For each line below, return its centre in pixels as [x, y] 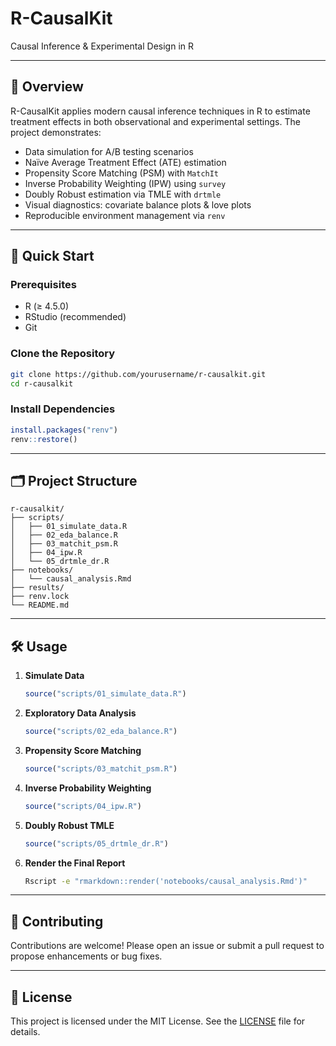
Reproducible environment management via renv [125, 215]
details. [25, 1032]
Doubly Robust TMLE [69, 825]
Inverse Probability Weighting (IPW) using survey [125, 183]
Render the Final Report [75, 863]
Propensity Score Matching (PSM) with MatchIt [122, 173]
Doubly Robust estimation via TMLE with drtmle [123, 194]
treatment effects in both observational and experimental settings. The [155, 121]
